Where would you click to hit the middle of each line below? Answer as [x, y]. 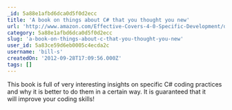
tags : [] [20, 65]
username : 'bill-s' [35, 52]
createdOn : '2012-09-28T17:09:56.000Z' [65, 58]
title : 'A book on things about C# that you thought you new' [98, 20]
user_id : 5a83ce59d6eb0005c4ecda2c [58, 45]
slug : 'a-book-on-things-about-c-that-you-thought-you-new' [96, 39]
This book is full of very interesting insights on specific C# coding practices [115, 84]
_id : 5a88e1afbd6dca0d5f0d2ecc [52, 13]
